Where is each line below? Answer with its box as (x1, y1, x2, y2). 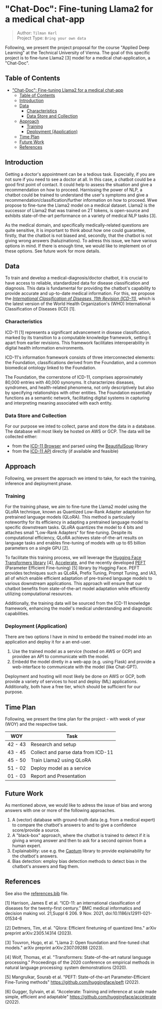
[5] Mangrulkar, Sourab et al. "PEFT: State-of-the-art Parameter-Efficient (5, 974, 150, 980)
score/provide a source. (12, 827, 60, 833)
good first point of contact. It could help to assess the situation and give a (5, 181, 152, 187)
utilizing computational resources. (5, 591, 73, 597)
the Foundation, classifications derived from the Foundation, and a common (5, 359, 156, 365)
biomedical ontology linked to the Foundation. (5, 365, 97, 370)
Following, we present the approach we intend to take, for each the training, (5, 475, 157, 481)
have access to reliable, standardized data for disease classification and (5, 280, 149, 286)
